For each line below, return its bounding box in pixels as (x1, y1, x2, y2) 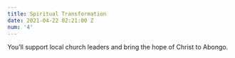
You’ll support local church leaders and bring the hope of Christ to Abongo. (7, 43, 229, 52)
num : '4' (7, 23, 33, 30)
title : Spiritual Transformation (7, 10, 107, 18)
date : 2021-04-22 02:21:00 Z (7, 17, 94, 24)
